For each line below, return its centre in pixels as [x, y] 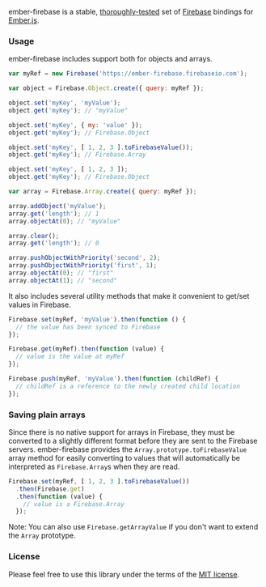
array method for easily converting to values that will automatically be [125, 457]
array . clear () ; [34, 236]
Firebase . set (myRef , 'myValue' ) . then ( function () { [97, 319]
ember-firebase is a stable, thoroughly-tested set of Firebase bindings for [131, 12]
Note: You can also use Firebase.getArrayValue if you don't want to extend [133, 527]
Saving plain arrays [47, 415]
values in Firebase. [40, 304]
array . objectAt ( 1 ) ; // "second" [63, 280]
